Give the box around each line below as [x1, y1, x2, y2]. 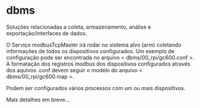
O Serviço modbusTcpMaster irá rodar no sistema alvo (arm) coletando [6, 41, 181, 48]
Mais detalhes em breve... [6, 96, 70, 103]
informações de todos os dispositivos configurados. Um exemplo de [6, 47, 175, 54]
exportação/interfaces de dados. [6, 29, 87, 36]
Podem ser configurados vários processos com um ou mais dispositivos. [6, 84, 186, 91]
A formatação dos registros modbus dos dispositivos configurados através [6, 60, 190, 67]
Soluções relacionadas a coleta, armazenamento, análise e [6, 23, 151, 30]
